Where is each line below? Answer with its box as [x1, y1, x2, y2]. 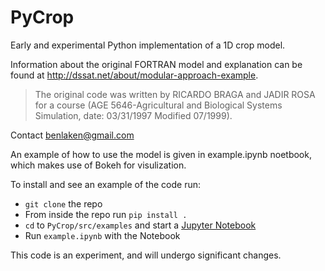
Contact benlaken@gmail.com [10, 129, 135, 141]
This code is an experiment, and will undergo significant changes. [10, 249, 282, 261]
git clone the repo [24, 197, 103, 210]
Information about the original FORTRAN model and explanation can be [10, 58, 303, 70]
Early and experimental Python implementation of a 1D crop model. [10, 39, 286, 51]
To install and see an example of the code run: [10, 178, 201, 190]
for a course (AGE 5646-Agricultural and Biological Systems [34, 99, 283, 111]
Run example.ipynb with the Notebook [24, 229, 181, 241]
